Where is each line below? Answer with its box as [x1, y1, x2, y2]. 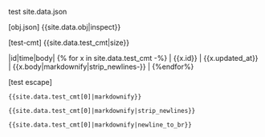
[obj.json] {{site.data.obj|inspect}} [8, 22, 121, 31]
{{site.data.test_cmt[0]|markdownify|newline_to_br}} [8, 121, 193, 129]
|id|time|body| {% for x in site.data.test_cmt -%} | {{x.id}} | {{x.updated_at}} [8, 54, 259, 62]
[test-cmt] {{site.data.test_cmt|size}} [8, 38, 130, 47]
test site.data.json [8, 7, 67, 16]
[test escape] [8, 78, 52, 87]
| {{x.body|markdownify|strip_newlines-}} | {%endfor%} [8, 62, 194, 71]
